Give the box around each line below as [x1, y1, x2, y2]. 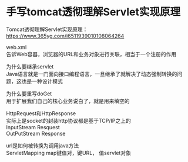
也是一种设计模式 [21, 77, 63, 85]
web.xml [6, 43, 27, 50]
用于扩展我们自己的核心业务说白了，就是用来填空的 [6, 97, 130, 104]
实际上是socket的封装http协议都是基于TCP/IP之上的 [6, 117, 131, 124]
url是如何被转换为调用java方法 [6, 142, 79, 149]
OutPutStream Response [6, 130, 66, 137]
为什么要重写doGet [6, 90, 52, 97]
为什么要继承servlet [6, 63, 54, 70]
